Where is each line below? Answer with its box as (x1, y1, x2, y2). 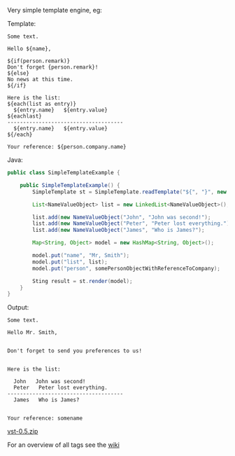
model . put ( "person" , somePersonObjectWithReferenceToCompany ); (32, 265, 220, 272)
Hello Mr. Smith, (7, 329, 58, 336)
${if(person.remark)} (7, 57, 71, 64)
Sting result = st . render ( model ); (32, 277, 133, 284)
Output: (7, 303, 29, 312)
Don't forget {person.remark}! (7, 64, 99, 71)
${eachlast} (7, 113, 42, 120)
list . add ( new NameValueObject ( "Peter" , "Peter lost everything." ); (32, 220, 233, 227)
